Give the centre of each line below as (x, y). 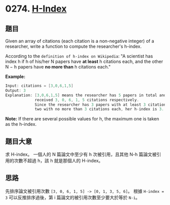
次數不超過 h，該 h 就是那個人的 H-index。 (58, 161)
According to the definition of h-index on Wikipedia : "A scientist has (79, 56)
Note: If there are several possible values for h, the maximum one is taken (82, 119)
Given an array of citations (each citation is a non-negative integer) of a (80, 41)
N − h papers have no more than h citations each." (58, 67)
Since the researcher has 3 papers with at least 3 (90, 105)
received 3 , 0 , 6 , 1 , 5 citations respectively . (87, 100)
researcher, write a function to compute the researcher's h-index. (73, 46)
